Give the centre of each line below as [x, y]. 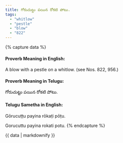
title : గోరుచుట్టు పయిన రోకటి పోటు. [38, 10]
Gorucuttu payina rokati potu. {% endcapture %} [55, 126]
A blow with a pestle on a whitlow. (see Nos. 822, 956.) [62, 70]
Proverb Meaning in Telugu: [34, 81]
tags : [11, 14]
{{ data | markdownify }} [30, 135]
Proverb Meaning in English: [35, 58]
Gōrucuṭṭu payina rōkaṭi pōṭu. [35, 116]
